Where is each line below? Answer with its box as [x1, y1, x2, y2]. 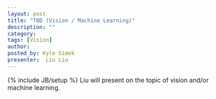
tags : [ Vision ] [7, 37, 53, 44]
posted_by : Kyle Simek [7, 50, 75, 57]
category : [7, 30, 37, 37]
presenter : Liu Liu [7, 57, 69, 64]
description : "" [7, 23, 56, 30]
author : [7, 43, 31, 50]
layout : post [7, 10, 46, 18]
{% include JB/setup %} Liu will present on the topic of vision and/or [7, 76, 209, 84]
